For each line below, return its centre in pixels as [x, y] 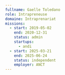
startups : [24, 42]
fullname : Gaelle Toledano [33, 10]
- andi [25, 46]
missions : [15, 23]
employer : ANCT [30, 65]
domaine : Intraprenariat [31, 19]
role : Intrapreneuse [26, 14]
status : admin [28, 37]
